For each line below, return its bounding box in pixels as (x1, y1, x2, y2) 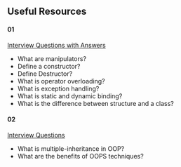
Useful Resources (7, 6, 87, 18)
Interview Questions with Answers (7, 41, 107, 49)
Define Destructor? (17, 69, 73, 78)
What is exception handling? (17, 84, 100, 93)
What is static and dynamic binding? (17, 91, 123, 100)
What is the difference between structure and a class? (17, 99, 174, 107)
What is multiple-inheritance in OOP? (17, 144, 125, 153)
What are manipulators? (17, 54, 86, 62)
